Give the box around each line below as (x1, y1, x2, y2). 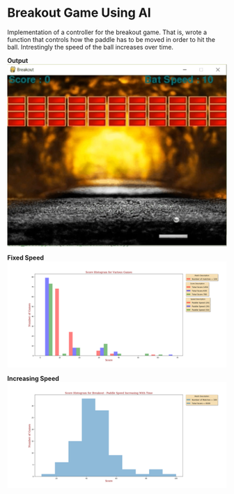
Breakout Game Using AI (7, 5, 151, 21)
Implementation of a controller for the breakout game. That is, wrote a (7, 28, 208, 36)
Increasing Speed (7, 374, 59, 382)
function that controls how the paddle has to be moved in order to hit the (7, 35, 216, 43)
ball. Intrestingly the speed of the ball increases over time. (7, 43, 174, 51)
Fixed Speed (7, 253, 44, 262)
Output (7, 56, 29, 64)
